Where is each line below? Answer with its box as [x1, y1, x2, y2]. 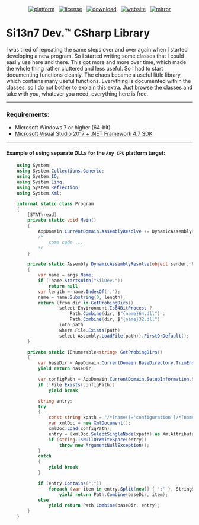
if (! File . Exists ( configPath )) [37, 381, 115, 388]
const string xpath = [48, 415, 102, 421]
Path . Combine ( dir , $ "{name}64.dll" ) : [69, 311, 166, 317]
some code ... [48, 239, 84, 246]
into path [59, 322, 84, 328]
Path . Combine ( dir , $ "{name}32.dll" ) [69, 316, 161, 323]
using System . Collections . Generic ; [17, 168, 105, 174]
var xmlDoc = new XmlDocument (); [48, 420, 131, 427]
